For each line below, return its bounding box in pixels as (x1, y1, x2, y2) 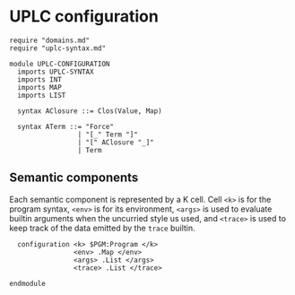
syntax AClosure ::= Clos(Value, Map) (17, 106, 163, 116)
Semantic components (9, 170, 139, 186)
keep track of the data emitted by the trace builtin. (9, 222, 195, 233)
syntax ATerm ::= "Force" (17, 122, 115, 131)
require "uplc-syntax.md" (9, 43, 106, 53)
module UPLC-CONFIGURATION (9, 59, 110, 68)
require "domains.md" (9, 36, 91, 45)
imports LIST (17, 91, 66, 100)
